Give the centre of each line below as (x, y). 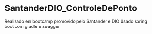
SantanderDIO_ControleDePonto (71, 8)
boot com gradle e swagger (32, 26)
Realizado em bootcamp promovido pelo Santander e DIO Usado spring (76, 21)
